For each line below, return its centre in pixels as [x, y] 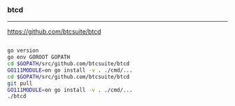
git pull [20, 83]
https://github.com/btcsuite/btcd [54, 32]
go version [23, 51]
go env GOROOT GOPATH [39, 58]
